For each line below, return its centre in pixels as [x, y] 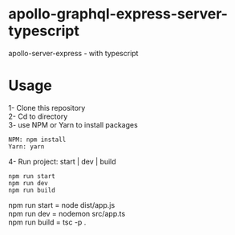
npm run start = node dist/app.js [62, 205]
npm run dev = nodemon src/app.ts [67, 213]
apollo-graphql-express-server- [118, 14]
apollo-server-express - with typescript [73, 53]
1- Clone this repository [47, 107]
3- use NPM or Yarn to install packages [73, 124]
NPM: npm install [37, 140]
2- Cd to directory [38, 116]
